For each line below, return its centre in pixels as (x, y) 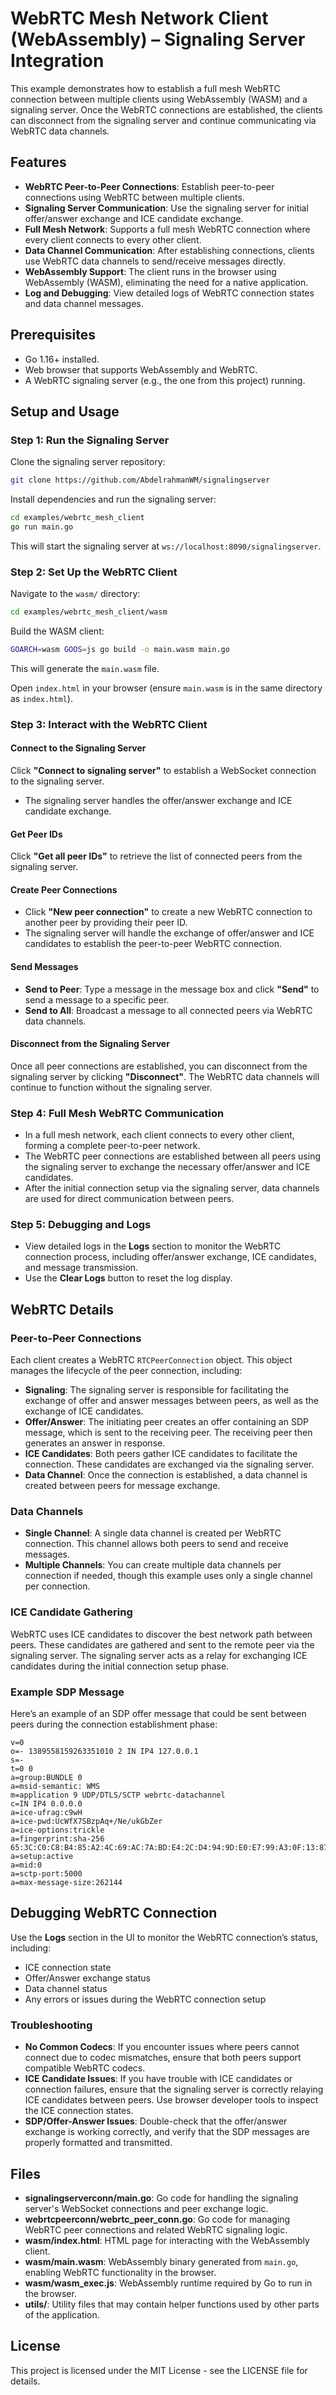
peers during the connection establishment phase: (114, 1724)
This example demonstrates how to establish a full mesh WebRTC (145, 88)
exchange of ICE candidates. (84, 1411)
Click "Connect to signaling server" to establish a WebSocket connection (163, 771)
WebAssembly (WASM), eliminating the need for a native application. (166, 282)
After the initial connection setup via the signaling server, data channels (172, 1188)
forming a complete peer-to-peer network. (112, 1146)
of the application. (62, 2314)
